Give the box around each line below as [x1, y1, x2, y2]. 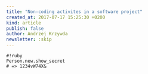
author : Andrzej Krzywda [6, 31, 68, 37]
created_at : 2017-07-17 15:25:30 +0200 [6, 14, 106, 20]
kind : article [6, 20, 42, 26]
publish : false [6, 25, 44, 32]
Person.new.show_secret [6, 58, 66, 64]
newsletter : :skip [6, 36, 52, 42]
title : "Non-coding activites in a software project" [6, 8, 143, 15]
